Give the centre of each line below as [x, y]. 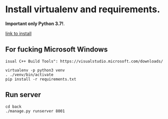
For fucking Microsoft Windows [57, 50]
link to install [18, 33]
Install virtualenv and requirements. [83, 9]
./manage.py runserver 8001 [35, 111]
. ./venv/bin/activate [29, 75]
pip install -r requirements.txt [41, 79]
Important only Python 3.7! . [35, 23]
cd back [14, 106]
